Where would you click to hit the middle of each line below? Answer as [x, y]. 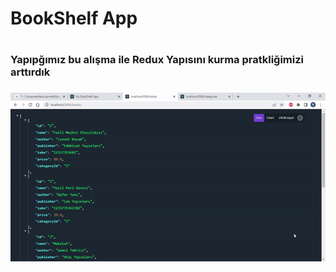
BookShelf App [74, 18]
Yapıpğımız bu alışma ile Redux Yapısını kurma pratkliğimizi [157, 60]
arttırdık [30, 72]
